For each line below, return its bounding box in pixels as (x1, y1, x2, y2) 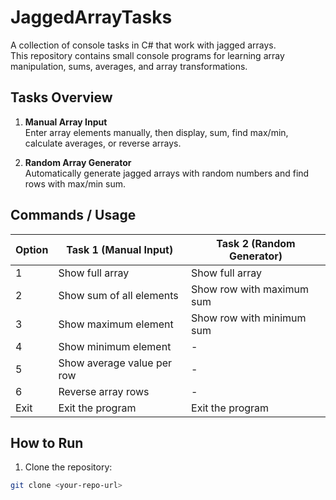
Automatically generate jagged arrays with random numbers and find (24, 167, 310, 179)
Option (15, 242, 49, 256)
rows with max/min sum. (24, 177, 127, 190)
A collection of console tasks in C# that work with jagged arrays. (10, 39, 277, 51)
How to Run (10, 434, 84, 451)
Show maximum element (58, 317, 174, 331)
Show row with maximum (191, 282, 309, 296)
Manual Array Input (24, 116, 108, 128)
